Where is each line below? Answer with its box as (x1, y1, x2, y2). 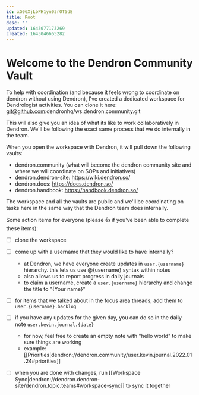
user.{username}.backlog (14, 304, 77, 310)
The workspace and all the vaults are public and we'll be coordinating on (6, 198, 184, 205)
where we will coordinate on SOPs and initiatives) (14, 168, 136, 175)
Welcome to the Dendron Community (6, 57, 193, 70)
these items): (6, 225, 39, 232)
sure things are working (23, 338, 82, 346)
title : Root (6, 14, 36, 20)
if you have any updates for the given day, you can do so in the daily (14, 314, 182, 321)
